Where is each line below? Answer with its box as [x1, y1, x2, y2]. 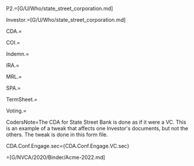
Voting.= [6, 107, 27, 114]
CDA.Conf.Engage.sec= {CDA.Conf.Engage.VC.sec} [6, 143, 130, 149]
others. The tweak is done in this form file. [6, 131, 108, 138]
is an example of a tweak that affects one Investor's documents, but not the [6, 125, 189, 131]
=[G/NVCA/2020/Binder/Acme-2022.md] [6, 154, 105, 161]
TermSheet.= [6, 96, 38, 103]
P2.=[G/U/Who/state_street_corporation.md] [6, 5, 113, 12]
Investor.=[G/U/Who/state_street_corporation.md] [6, 16, 126, 23]
